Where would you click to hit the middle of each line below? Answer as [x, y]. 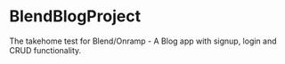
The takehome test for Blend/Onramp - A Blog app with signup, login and [143, 41]
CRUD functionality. [45, 50]
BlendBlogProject [75, 16]
